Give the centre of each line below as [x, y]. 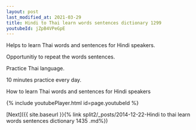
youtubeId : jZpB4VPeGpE [36, 28]
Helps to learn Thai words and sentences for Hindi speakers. [81, 45]
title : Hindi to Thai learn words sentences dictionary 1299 [84, 23]
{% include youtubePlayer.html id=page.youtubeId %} [73, 103]
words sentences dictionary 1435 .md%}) [57, 121]
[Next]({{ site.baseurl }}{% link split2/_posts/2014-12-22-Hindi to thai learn [98, 114]
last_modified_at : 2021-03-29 [44, 17]
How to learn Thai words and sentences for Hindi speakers [79, 92]
